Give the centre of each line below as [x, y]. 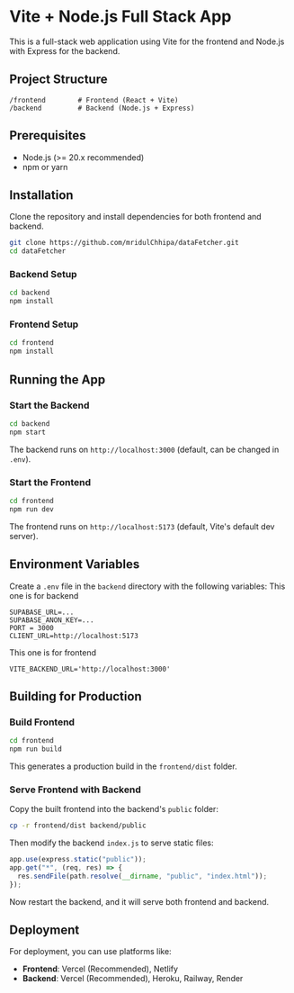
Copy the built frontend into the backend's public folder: [114, 809]
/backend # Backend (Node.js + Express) [102, 108]
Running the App [58, 379]
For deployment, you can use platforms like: [91, 952]
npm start [28, 432]
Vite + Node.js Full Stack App [120, 17]
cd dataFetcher [38, 251]
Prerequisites [48, 135]
